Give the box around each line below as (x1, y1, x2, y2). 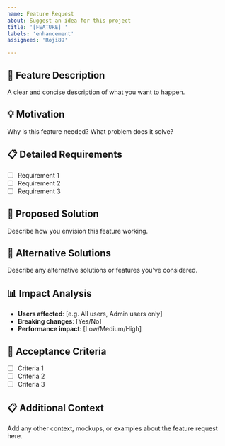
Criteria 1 (17, 364, 44, 372)
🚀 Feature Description (7, 69, 105, 81)
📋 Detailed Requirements (7, 149, 122, 161)
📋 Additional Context (7, 401, 104, 414)
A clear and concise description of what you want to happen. (7, 88, 185, 96)
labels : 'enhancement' (7, 30, 74, 38)
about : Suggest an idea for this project (7, 17, 132, 24)
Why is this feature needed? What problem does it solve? (7, 127, 174, 135)
